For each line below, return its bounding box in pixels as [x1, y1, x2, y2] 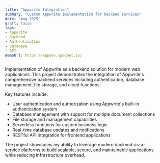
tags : [5, 26, 16, 30]
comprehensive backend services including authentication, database [5, 77, 145, 82]
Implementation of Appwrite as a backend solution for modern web [5, 66, 141, 72]
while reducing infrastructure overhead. [5, 152, 85, 158]
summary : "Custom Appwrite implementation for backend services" [5, 12, 141, 17]
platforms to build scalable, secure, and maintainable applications [21, 147, 154, 153]
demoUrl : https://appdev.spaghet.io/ [5, 53, 82, 58]
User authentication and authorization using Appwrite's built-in [12, 101, 139, 107]
